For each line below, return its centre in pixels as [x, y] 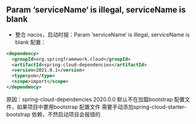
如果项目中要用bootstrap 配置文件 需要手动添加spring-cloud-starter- [102, 107]
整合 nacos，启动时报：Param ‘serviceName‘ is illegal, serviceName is [102, 34]
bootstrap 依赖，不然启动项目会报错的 [53, 114]
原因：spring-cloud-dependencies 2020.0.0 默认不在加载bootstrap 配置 [96, 99]
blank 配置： [30, 42]
